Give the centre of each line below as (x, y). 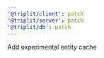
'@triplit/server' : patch (45, 21)
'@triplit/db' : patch (39, 27)
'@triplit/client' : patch (45, 14)
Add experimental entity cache (52, 47)
